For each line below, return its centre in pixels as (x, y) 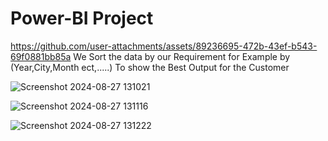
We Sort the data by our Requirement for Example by (182, 56)
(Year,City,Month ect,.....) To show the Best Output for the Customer (150, 67)
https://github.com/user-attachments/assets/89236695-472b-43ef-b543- (164, 46)
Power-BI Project (82, 18)
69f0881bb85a (41, 56)
